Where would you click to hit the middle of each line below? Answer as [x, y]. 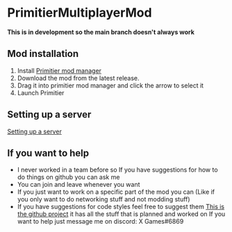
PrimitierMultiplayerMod [80, 13]
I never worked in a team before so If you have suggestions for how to [117, 170]
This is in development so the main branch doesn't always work [101, 32]
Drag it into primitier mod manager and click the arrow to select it [110, 85]
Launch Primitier [41, 92]
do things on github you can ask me [68, 177]
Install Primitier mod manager [59, 70]
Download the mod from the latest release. [78, 78]
